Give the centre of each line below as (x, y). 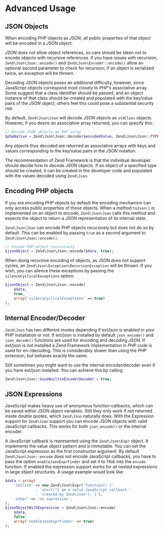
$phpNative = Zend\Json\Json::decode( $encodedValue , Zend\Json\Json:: (78, 136)
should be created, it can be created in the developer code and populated (79, 170)
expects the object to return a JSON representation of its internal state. (76, 218)
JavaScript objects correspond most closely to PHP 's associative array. (76, 88)
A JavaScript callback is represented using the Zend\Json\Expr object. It (77, 441)
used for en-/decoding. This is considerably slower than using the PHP (76, 350)
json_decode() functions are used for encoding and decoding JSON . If (75, 340)
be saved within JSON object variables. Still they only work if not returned (79, 411)
